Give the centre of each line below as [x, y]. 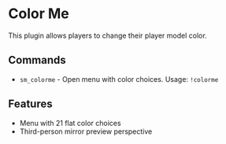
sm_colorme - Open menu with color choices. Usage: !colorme [119, 79]
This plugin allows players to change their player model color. [107, 35]
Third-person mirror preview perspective [86, 131]
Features [30, 104]
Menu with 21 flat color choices [70, 123]
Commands [37, 60]
